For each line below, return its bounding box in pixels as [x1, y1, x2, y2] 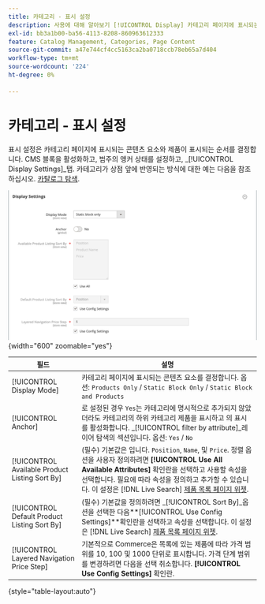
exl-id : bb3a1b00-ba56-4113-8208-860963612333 [8, 29, 164, 37]
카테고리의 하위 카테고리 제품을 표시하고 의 [102, 413, 233, 423]
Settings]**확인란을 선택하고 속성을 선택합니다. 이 [81, 516, 238, 526]
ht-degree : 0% [8, 71, 55, 79]
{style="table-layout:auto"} [8, 587, 96, 596]
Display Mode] [11, 386, 59, 395]
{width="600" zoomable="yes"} [8, 341, 113, 351]
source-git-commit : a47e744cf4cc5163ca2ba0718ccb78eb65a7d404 [8, 46, 217, 54]
